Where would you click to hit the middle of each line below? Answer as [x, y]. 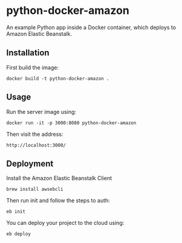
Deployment [30, 163]
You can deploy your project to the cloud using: [65, 223]
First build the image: [33, 67]
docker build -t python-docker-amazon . [58, 78]
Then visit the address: [35, 134]
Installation [28, 53]
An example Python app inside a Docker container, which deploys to [91, 27]
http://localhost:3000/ [36, 145]
